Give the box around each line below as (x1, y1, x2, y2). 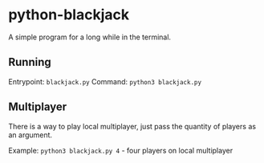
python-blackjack (8, 6, 130, 24)
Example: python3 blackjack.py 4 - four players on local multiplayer (8, 145, 234, 155)
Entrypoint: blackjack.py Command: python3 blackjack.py (8, 76, 202, 86)
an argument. (8, 130, 53, 140)
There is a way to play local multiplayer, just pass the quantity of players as (8, 121, 257, 131)
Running (8, 55, 52, 69)
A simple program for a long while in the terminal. (8, 32, 171, 42)
